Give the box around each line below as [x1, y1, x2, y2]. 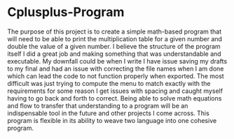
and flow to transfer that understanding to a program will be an [7, 101, 188, 110]
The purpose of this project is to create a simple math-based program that [7, 27, 222, 36]
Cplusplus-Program [7, 4, 125, 20]
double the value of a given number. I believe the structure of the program [7, 42, 221, 50]
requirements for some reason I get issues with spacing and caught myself [7, 87, 223, 95]
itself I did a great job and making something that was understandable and [7, 50, 222, 58]
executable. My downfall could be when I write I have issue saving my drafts [7, 57, 228, 65]
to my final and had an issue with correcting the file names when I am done [7, 64, 224, 73]
